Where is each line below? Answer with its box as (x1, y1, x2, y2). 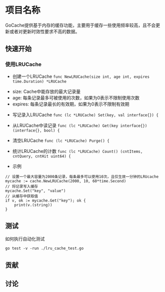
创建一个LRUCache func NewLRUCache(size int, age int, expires (12, 73, 150, 79)
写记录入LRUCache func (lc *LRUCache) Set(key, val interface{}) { (12, 112, 159, 118)
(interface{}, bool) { (12, 128, 60, 133)
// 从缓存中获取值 (5, 193, 38, 199)
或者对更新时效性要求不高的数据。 (9, 28, 80, 34)
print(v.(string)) (14, 202, 52, 208)
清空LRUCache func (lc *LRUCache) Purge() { (12, 137, 110, 143)
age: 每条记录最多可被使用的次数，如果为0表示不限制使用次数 (12, 94, 140, 101)
